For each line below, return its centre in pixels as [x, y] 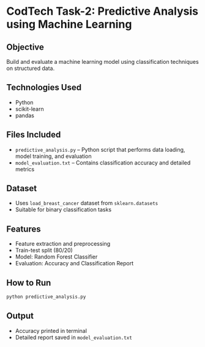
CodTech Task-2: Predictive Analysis [102, 11]
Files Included [34, 135]
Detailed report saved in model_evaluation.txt [74, 337]
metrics [25, 169]
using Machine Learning [69, 24]
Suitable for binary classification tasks [63, 209]
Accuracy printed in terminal [51, 330]
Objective [25, 47]
